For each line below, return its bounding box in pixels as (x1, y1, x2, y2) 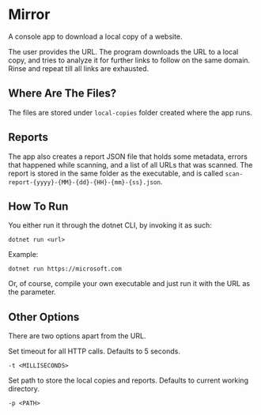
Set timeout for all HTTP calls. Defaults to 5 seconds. (8, 346, 180, 357)
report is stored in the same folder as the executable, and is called (8, 168, 224, 178)
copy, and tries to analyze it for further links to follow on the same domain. (8, 55, 251, 65)
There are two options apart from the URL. (8, 331, 146, 341)
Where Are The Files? (8, 87, 117, 100)
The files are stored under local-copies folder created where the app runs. (8, 108, 253, 117)
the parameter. (8, 287, 57, 297)
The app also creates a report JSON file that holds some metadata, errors (8, 152, 248, 161)
